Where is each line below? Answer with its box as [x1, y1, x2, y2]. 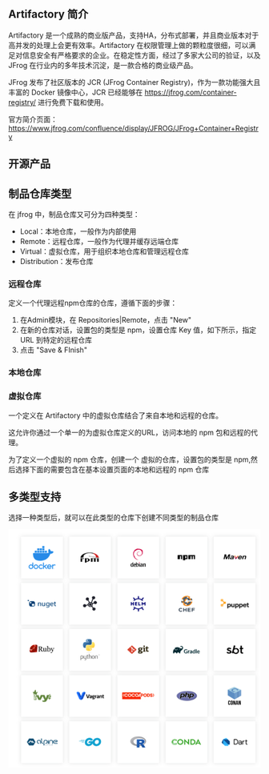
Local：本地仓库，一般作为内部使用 [19, 227, 137, 236]
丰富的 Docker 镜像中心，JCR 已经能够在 [8, 87, 143, 97]
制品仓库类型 [8, 186, 72, 200]
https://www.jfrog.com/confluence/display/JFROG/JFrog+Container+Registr [8, 123, 259, 133]
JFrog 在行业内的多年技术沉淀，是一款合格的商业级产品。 [8, 60, 198, 70]
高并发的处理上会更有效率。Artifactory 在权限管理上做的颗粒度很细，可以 [8, 40, 250, 50]
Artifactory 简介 [8, 7, 89, 22]
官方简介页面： [8, 114, 58, 124]
